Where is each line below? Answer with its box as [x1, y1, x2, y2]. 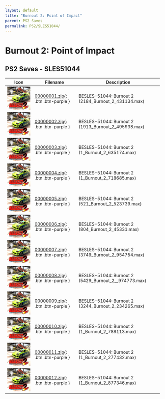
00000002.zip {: [34, 118, 67, 125]
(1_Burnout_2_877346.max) [78, 380, 137, 386]
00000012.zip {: [34, 375, 67, 381]
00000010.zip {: [34, 323, 67, 329]
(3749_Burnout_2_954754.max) [78, 252, 145, 258]
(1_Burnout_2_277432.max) [78, 354, 137, 360]
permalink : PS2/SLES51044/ [5, 24, 60, 28]
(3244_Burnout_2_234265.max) [78, 303, 145, 309]
